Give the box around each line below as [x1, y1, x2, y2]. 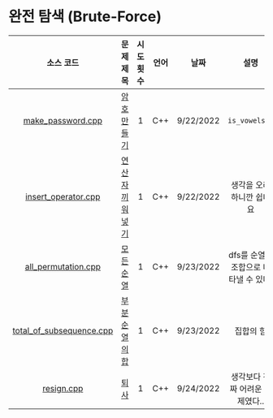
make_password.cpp [23, 114, 103, 126]
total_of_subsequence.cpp [12, 325, 114, 336]
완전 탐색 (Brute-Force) [8, 7, 162, 26]
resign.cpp [42, 382, 84, 394]
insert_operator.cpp [25, 191, 101, 202]
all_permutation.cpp [24, 261, 102, 272]
